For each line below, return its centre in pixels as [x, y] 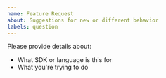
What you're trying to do [53, 68]
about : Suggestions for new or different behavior [83, 20]
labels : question [33, 26]
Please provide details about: [49, 47]
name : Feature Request [40, 14]
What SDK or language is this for [65, 60]
